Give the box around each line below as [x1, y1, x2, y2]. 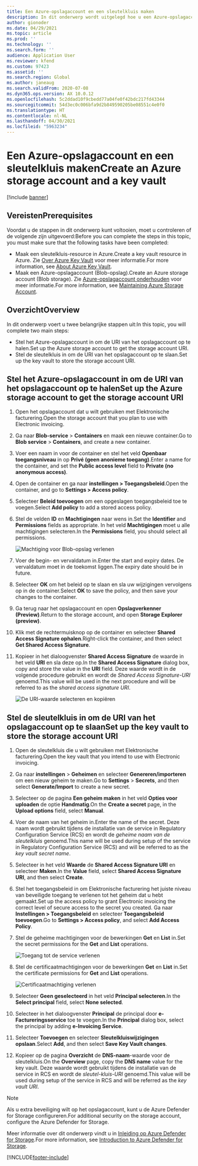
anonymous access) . [15, 469, 68, 476]
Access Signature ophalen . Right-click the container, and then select [15, 635, 182, 643]
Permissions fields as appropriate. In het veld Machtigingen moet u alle [15, 522, 190, 529]
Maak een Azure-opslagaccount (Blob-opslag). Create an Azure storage [15, 269, 189, 276]
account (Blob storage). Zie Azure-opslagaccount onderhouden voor [15, 275, 182, 282]
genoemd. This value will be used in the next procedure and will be [15, 678, 176, 685]
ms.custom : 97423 [6, 63, 49, 70]
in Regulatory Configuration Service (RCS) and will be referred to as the [15, 844, 189, 851]
